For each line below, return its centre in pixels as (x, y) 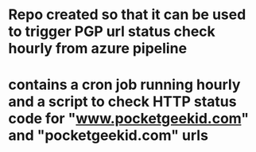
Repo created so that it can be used (127, 15)
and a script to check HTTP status (122, 102)
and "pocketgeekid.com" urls (109, 136)
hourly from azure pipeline (98, 49)
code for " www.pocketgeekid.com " (129, 119)
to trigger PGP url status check (112, 31)
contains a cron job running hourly (124, 85)
